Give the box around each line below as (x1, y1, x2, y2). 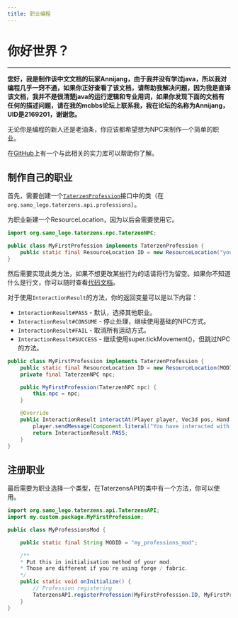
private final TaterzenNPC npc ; (20, 371, 115, 378)
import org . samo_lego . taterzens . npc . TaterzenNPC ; (7, 229, 157, 237)
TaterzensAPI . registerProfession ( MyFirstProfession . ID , (33, 591, 201, 598)
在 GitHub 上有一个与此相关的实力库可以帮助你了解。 (7, 149, 158, 157)
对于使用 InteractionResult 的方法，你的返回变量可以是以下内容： (7, 293, 198, 302)
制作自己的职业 (7, 171, 73, 183)
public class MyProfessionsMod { (7, 526, 106, 533)
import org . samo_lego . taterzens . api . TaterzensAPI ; (7, 507, 160, 514)
